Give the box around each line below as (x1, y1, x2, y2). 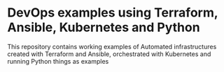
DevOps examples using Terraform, (7, 5, 218, 21)
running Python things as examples (7, 57, 109, 65)
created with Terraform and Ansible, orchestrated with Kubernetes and (7, 50, 211, 58)
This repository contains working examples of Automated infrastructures (7, 42, 217, 51)
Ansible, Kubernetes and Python (7, 19, 201, 35)
